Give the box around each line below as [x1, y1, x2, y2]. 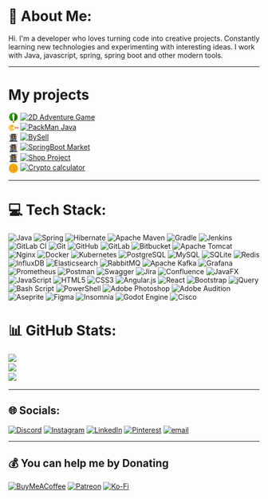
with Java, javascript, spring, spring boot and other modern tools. [8, 50, 223, 60]
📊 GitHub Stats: [8, 322, 117, 340]
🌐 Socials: [8, 404, 61, 418]
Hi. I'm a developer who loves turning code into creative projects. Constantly [8, 33, 260, 43]
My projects [8, 86, 89, 104]
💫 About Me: [8, 7, 93, 26]
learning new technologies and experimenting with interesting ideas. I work [8, 41, 255, 51]
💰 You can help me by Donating [8, 456, 169, 470]
